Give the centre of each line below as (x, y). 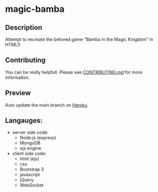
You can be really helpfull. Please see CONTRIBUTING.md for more (74, 72)
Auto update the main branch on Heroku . (47, 105)
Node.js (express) (38, 138)
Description (24, 28)
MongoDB (30, 143)
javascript (30, 175)
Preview (18, 93)
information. (18, 77)
